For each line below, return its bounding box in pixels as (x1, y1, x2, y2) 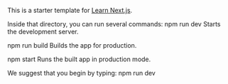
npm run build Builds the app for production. (7, 41, 137, 49)
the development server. (7, 28, 79, 36)
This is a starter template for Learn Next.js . (7, 6, 133, 14)
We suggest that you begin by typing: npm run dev (7, 69, 156, 77)
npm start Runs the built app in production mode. (7, 55, 151, 63)
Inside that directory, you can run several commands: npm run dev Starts (7, 20, 221, 28)
